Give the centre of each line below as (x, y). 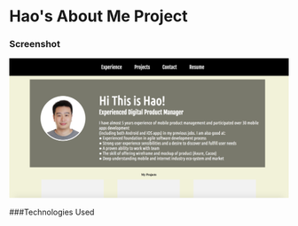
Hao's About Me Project (98, 16)
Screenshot (35, 44)
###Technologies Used (52, 212)
